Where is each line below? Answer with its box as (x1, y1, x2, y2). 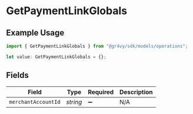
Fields (6, 70, 29, 80)
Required (88, 87, 114, 96)
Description (119, 87, 153, 96)
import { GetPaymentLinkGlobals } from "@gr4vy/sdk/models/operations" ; (6, 43, 188, 49)
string (66, 97, 82, 106)
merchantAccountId (9, 99, 61, 105)
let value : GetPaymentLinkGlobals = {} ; (6, 54, 107, 60)
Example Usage (6, 28, 65, 38)
